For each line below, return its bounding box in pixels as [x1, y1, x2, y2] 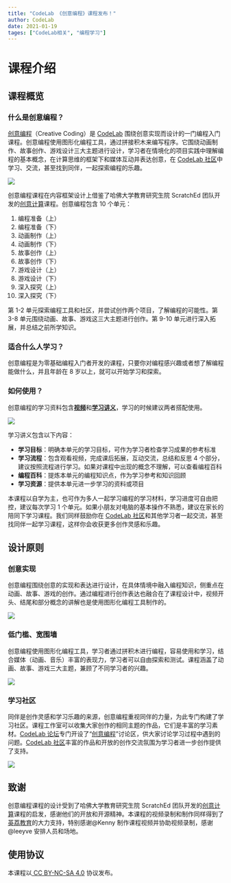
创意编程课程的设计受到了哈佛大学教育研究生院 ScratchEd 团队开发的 [8, 801, 203, 810]
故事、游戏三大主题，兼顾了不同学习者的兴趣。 [19, 663, 152, 672]
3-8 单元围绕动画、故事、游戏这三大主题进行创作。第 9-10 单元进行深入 [8, 315, 210, 323]
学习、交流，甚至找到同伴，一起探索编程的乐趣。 [8, 164, 146, 172]
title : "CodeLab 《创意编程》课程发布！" [8, 10, 117, 17]
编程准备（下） [17, 223, 60, 231]
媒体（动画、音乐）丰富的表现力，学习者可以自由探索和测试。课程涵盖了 [13, 655, 218, 663]
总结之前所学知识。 [25, 323, 80, 331]
